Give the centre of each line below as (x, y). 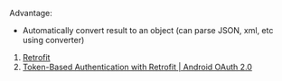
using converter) (53, 40)
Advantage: (31, 13)
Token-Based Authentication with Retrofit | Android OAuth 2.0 (137, 67)
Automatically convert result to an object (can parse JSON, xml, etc (148, 30)
